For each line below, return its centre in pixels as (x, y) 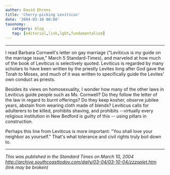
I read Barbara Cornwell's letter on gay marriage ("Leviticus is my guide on (83, 53)
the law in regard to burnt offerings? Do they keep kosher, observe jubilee (82, 100)
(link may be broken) (27, 167)
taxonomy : (16, 24)
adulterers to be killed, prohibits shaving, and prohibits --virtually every (79, 111)
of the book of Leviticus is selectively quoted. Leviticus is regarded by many (84, 63)
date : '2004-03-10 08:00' (32, 19)
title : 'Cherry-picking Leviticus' (43, 15)
